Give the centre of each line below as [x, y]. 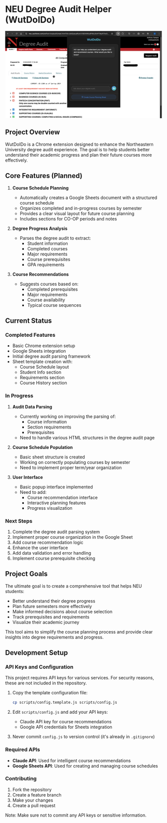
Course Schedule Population [42, 447]
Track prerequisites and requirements [51, 617]
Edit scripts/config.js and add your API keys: [60, 712]
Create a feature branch [37, 795]
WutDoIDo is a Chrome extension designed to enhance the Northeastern [80, 144]
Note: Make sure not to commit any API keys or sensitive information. [76, 815]
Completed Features [30, 335]
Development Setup [37, 653]
